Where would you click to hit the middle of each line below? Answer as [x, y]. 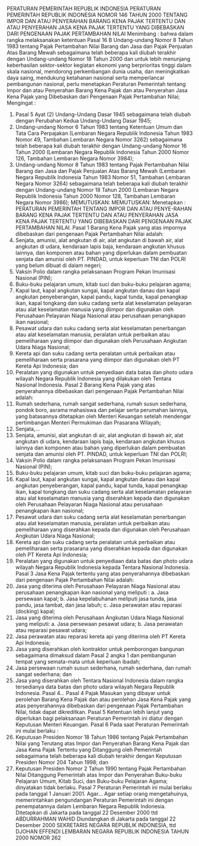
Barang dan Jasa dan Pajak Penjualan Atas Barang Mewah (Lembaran [100, 171]
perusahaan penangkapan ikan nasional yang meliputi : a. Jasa [92, 592]
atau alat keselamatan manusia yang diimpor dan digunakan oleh [94, 309]
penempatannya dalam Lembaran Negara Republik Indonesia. [91, 806]
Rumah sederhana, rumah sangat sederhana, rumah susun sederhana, [101, 404]
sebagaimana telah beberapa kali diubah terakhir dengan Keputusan [99, 756]
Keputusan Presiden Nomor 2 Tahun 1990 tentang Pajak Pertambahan [100, 768]
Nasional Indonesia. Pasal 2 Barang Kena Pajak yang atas [85, 385]
